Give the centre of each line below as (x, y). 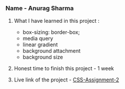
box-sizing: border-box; (51, 32)
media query (38, 39)
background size (43, 57)
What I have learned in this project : (57, 21)
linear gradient (40, 44)
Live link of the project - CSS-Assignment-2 (66, 80)
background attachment (52, 51)
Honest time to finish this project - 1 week (64, 69)
